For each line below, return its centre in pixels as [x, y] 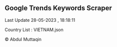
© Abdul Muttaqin [23, 39]
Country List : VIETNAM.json [34, 30]
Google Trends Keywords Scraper [58, 8]
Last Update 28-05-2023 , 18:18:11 [40, 20]
